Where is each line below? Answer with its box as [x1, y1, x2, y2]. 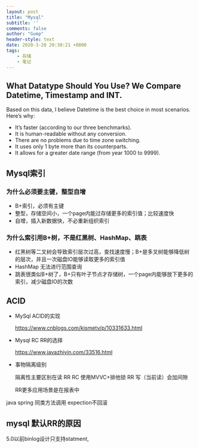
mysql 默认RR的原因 [6, 418, 81, 428]
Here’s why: [6, 112, 35, 119]
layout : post [6, 8, 39, 15]
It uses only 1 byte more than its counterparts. [14, 143, 128, 150]
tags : [6, 48, 20, 54]
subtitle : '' [6, 20, 39, 26]
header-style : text [6, 36, 55, 42]
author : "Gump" [6, 31, 44, 37]
